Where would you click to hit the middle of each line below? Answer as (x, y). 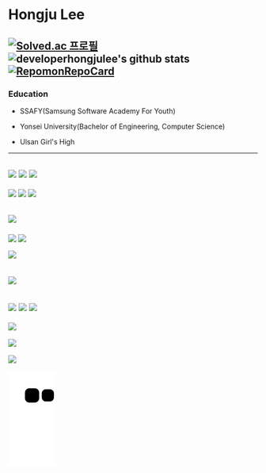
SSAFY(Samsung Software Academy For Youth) (97, 111)
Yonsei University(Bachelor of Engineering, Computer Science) (122, 126)
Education (28, 94)
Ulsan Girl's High (47, 141)
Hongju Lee (47, 15)
